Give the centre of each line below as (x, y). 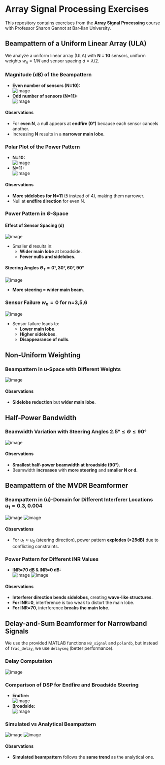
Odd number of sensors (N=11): (45, 96)
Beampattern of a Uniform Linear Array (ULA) (76, 44)
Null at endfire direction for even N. (49, 201)
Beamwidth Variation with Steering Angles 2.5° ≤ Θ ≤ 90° (76, 432)
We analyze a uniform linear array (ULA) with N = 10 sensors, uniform (76, 55)
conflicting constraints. (35, 546)
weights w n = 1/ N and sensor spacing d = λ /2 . (52, 61)
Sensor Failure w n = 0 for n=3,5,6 (46, 303)
